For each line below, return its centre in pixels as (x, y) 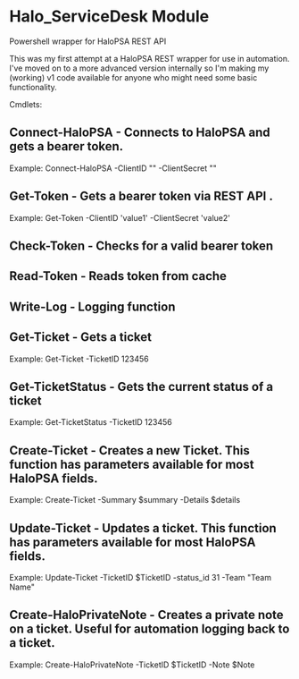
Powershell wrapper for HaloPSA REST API (88, 41)
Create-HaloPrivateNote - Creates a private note (146, 615)
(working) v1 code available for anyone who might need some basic (133, 77)
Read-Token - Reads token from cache (118, 276)
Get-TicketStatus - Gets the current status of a (141, 386)
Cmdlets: (26, 104)
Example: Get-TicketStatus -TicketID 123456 (91, 422)
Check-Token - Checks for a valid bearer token (141, 246)
